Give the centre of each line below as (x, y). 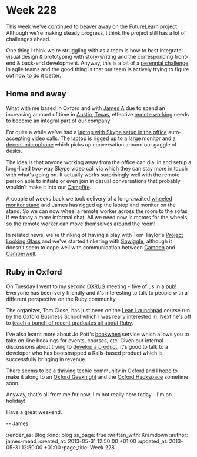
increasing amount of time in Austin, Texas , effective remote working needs (98, 114)
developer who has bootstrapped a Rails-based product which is (84, 353)
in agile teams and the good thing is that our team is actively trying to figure (98, 69)
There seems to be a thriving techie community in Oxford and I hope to (92, 371)
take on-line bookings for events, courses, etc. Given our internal (85, 340)
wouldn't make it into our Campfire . (49, 187)
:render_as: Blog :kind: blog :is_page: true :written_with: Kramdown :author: (97, 435)
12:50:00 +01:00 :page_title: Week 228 (68, 447)
